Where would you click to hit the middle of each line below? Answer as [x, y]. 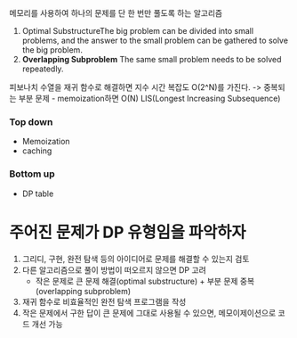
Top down [31, 121]
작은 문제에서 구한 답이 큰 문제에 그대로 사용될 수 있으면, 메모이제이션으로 [149, 313]
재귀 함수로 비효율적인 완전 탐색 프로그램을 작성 [104, 301]
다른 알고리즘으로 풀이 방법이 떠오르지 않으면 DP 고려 [114, 269]
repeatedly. [43, 69]
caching [37, 151]
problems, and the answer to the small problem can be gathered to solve [155, 40]
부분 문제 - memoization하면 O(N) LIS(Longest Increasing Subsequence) [149, 98]
